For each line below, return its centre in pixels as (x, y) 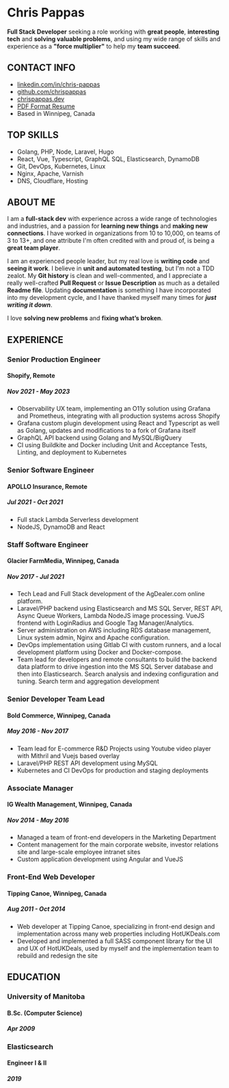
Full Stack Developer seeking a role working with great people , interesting (113, 32)
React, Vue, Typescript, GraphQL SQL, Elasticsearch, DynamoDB (108, 158)
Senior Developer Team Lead (56, 699)
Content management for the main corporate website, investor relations (118, 844)
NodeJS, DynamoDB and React (61, 527)
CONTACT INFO (41, 68)
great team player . (33, 248)
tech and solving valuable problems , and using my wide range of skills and (114, 38)
